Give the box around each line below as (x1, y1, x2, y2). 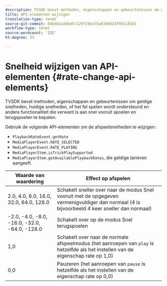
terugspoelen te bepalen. (5, 114, 57, 120)
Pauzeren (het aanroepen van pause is (57, 260, 146, 267)
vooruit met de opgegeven (57, 192, 119, 199)
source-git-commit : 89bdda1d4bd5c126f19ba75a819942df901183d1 (5, 21, 137, 26)
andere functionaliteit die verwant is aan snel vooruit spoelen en (5, 109, 137, 115)
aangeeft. (12, 160, 32, 166)
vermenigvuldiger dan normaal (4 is (57, 198, 141, 205)
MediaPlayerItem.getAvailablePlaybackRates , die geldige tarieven (12, 155, 147, 161)
